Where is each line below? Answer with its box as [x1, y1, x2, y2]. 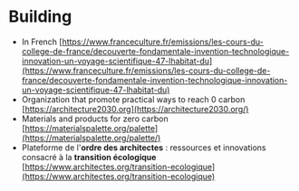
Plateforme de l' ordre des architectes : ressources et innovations [21, 142, 266, 153]
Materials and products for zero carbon [21, 113, 169, 124]
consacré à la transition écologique [21, 151, 157, 162]
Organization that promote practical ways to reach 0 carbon [21, 93, 246, 105]
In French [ [21, 36, 63, 47]
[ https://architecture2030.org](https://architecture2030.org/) [21, 103, 249, 114]
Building [8, 6, 72, 27]
